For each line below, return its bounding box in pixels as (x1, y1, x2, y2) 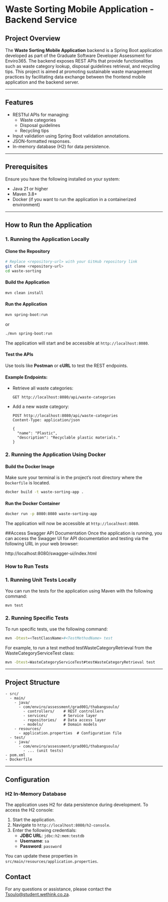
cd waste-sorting (5, 268, 41, 273)
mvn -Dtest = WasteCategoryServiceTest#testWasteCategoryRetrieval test (5, 659, 155, 664)
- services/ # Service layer (23, 713, 97, 718)
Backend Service (5, 14, 77, 25)
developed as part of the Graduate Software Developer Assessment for (5, 52, 152, 58)
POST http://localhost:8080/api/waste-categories (12, 413, 118, 418)
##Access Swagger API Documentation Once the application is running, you (5, 530, 162, 536)
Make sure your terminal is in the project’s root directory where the (5, 474, 142, 480)
